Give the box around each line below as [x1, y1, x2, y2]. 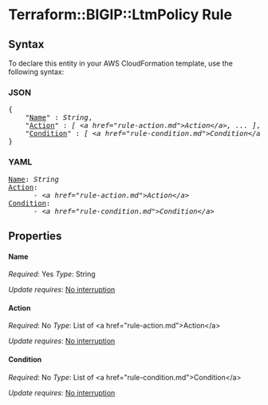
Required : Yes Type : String [8, 269, 96, 279]
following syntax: [8, 67, 65, 77]
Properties [8, 229, 62, 243]
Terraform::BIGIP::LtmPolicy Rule [8, 6, 233, 24]
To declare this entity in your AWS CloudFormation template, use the [8, 58, 233, 68]
